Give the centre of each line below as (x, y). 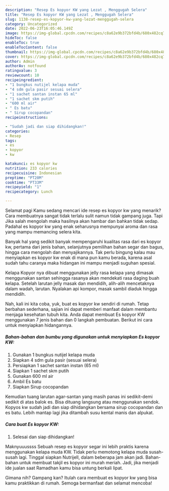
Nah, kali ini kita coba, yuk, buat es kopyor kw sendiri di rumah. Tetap (77, 304)
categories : (18, 131)
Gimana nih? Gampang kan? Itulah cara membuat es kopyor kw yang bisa (81, 477)
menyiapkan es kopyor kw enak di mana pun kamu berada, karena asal (79, 258)
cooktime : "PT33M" (24, 182)
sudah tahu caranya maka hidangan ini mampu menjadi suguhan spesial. (80, 263)
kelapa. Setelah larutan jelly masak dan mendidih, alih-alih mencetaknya (80, 283)
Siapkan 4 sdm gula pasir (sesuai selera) (55, 360)
